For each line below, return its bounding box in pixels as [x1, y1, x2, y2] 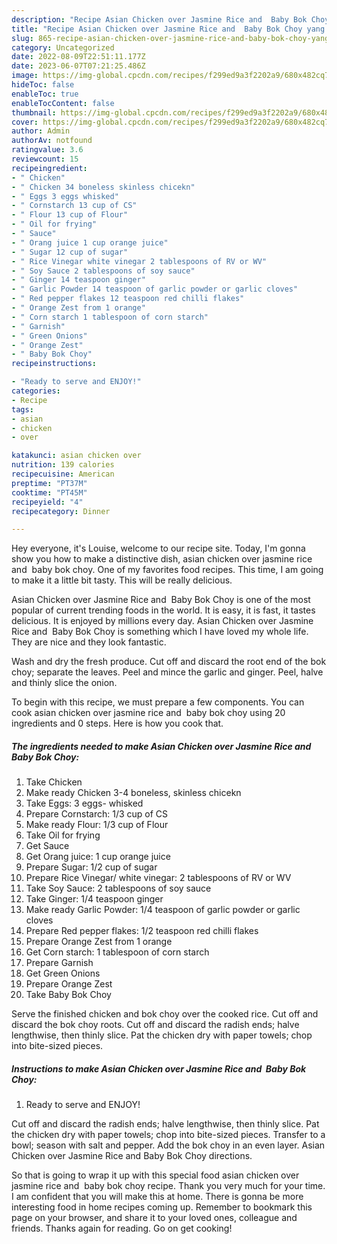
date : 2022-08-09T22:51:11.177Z [11, 52, 146, 62]
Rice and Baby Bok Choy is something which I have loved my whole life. [11, 626, 309, 638]
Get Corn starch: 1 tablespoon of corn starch [25, 946, 210, 958]
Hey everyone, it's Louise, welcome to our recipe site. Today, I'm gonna [11, 542, 306, 555]
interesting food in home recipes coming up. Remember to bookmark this [11, 1201, 313, 1213]
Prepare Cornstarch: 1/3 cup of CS [25, 808, 169, 820]
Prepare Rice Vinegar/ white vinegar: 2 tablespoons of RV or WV [25, 872, 292, 884]
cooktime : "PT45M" [11, 487, 88, 498]
